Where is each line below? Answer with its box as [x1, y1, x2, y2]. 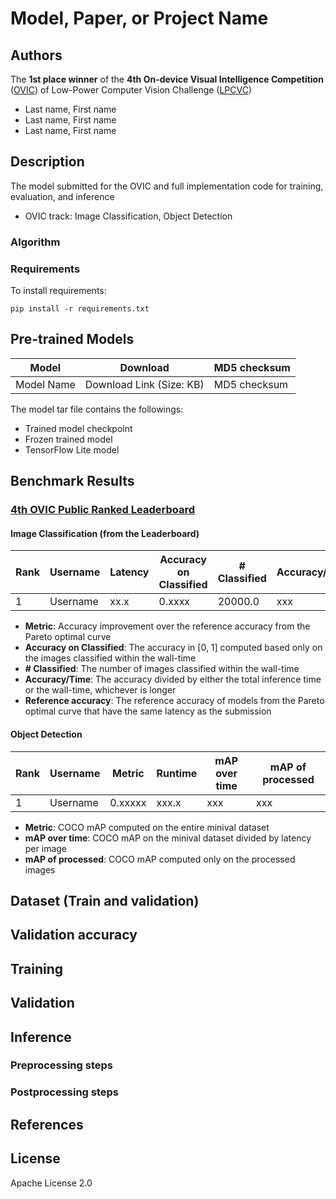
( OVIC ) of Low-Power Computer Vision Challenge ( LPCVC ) [10, 84, 253, 96]
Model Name [15, 377, 76, 391]
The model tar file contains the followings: [10, 403, 184, 415]
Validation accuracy [10, 927, 138, 944]
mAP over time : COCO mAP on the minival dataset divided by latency [24, 832, 312, 844]
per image [24, 842, 68, 854]
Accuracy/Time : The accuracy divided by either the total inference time [24, 673, 322, 686]
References [10, 1116, 84, 1133]
